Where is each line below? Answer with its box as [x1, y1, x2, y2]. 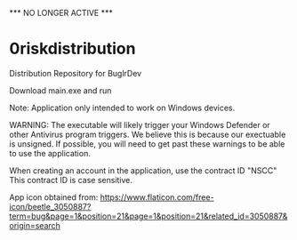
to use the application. [9, 148, 91, 158]
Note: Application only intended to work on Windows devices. [9, 102, 236, 113]
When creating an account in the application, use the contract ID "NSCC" [9, 164, 277, 176]
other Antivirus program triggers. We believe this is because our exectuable [9, 129, 286, 140]
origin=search [9, 220, 60, 230]
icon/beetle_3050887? [9, 201, 92, 212]
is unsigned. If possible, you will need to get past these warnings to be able [9, 138, 285, 149]
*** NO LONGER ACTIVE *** [9, 8, 114, 18]
